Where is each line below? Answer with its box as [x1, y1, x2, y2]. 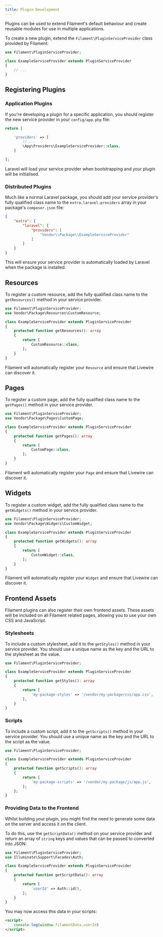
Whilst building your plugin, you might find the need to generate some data [5, 816, 155, 821]
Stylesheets [5, 630, 35, 637]
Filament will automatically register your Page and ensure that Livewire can [5, 469, 154, 475]
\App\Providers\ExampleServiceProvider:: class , [22, 144, 121, 149]
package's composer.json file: [5, 205, 64, 211]
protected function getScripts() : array [14, 766, 97, 771]
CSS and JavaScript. [5, 618, 47, 624]
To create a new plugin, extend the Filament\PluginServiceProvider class [5, 35, 153, 41]
